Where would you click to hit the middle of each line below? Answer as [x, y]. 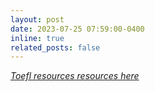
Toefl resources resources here [75, 76]
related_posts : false [55, 47]
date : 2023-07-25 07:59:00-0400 [77, 29]
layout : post [37, 19]
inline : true [37, 38]
